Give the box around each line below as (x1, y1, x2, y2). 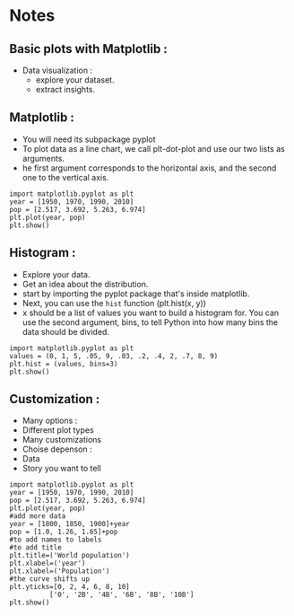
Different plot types (22, 425, 94, 436)
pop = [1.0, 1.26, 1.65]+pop (9, 527, 118, 537)
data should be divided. (22, 326, 110, 337)
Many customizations (22, 435, 101, 445)
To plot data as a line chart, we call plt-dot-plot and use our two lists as (22, 143, 285, 154)
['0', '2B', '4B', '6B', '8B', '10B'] (48, 590, 195, 600)
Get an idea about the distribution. (22, 278, 149, 289)
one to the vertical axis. (22, 172, 109, 182)
